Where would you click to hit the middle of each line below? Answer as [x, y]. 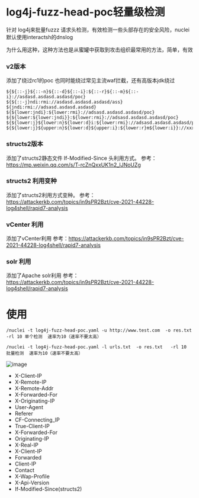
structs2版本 [25, 144]
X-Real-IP [26, 445]
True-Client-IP [32, 426]
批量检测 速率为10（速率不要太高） [44, 354]
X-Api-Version [32, 483]
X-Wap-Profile [32, 477]
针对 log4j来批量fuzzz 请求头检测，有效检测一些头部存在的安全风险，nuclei [98, 30]
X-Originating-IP [35, 401]
